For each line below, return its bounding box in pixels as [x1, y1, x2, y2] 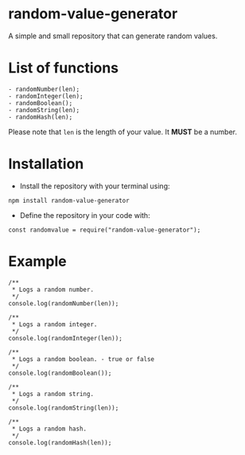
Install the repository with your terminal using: [19, 181, 170, 191]
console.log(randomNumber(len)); [8, 299, 119, 307]
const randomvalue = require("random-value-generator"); [8, 226, 201, 234]
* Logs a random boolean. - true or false [11, 355, 155, 363]
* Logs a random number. [11, 286, 94, 294]
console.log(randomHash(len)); [8, 438, 112, 446]
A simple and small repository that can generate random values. [8, 31, 218, 41]
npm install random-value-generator [8, 196, 130, 204]
